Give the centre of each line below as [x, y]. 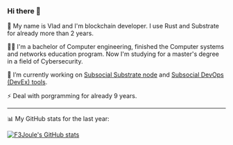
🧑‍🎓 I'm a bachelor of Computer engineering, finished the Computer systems [115, 47]
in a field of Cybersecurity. [45, 61]
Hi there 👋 [24, 11]
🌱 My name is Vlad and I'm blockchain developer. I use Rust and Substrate [113, 26]
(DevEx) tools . [27, 82]
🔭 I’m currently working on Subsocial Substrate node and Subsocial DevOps [115, 75]
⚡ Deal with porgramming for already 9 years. [72, 96]
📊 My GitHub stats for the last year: [58, 119]
